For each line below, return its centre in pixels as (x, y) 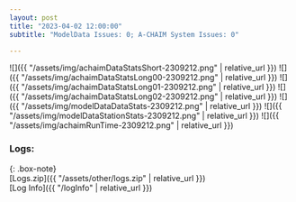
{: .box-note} (33, 169)
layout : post (34, 18)
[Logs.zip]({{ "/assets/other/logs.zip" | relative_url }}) (108, 178)
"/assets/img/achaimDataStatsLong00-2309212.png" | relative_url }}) (149, 78)
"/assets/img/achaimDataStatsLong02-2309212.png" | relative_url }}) (149, 96)
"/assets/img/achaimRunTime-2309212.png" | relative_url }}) (121, 125)
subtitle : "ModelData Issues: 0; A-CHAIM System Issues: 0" (125, 34)
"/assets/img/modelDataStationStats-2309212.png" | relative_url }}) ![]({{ (144, 116)
